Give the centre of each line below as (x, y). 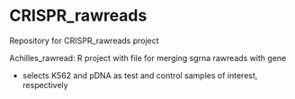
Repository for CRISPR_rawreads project (84, 40)
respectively (45, 85)
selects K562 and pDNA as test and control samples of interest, (140, 75)
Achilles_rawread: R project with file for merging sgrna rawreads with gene (148, 58)
